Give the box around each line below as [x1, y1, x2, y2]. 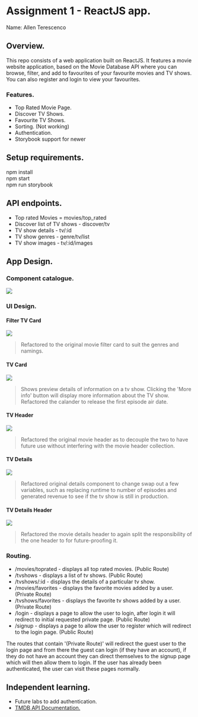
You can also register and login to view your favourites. [6, 75, 140, 83]
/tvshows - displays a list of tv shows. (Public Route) [14, 572, 143, 579]
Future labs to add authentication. [14, 698, 97, 705]
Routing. [6, 552, 31, 560]
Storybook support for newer [14, 135, 86, 143]
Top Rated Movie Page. [14, 104, 72, 111]
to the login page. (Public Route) [14, 628, 94, 636]
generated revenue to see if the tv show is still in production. [20, 493, 169, 500]
